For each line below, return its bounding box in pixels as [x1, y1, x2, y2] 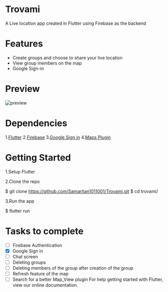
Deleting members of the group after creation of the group [12, 265, 134, 271]
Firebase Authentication [12, 242, 62, 248]
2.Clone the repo [5, 178, 40, 184]
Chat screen [12, 254, 38, 260]
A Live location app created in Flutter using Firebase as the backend [5, 20, 146, 26]
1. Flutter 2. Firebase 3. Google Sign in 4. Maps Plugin [5, 134, 111, 140]
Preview [5, 83, 40, 94]
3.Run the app [5, 198, 34, 204]
